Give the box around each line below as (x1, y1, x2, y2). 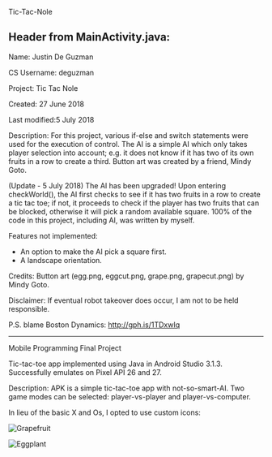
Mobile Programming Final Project (8, 343, 121, 352)
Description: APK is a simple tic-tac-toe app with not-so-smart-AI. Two (8, 383, 245, 393)
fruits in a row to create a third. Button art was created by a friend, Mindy (8, 156, 252, 166)
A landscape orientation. (19, 255, 103, 265)
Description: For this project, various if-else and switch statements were (8, 130, 249, 140)
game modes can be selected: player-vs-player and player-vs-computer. (8, 391, 251, 401)
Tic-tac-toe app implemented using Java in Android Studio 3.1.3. (8, 359, 223, 369)
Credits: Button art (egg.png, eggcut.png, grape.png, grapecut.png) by (8, 271, 244, 281)
